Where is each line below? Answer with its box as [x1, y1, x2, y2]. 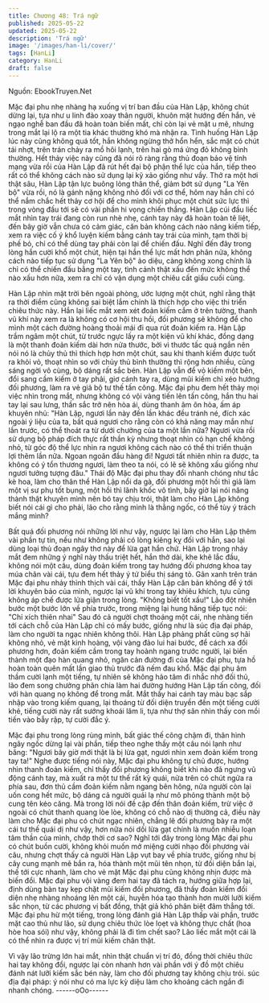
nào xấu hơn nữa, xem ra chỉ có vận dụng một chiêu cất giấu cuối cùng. [8, 273, 245, 283]
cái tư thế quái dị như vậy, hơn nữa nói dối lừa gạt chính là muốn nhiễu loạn [8, 824, 256, 834]
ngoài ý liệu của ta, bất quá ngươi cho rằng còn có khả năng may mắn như [8, 416, 255, 427]
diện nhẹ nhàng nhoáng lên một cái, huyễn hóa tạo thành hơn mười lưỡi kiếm [8, 893, 262, 902]
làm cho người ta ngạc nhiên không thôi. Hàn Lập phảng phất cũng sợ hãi [8, 629, 251, 638]
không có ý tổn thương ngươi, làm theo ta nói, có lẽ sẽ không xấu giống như [8, 460, 259, 469]
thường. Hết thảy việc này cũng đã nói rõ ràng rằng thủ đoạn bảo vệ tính [8, 153, 247, 163]
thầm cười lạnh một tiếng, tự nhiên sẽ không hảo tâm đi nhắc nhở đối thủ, [8, 671, 251, 681]
